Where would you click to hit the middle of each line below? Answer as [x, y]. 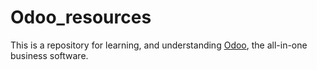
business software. [49, 55]
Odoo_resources [81, 17]
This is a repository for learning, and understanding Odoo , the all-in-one [159, 45]
